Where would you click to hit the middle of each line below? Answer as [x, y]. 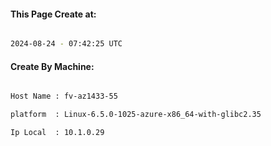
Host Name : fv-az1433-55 [64, 96]
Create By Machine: [52, 66]
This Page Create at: [53, 14]
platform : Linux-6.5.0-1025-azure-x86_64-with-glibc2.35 [136, 115]
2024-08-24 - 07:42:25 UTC [66, 44]
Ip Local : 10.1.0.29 [57, 133]
